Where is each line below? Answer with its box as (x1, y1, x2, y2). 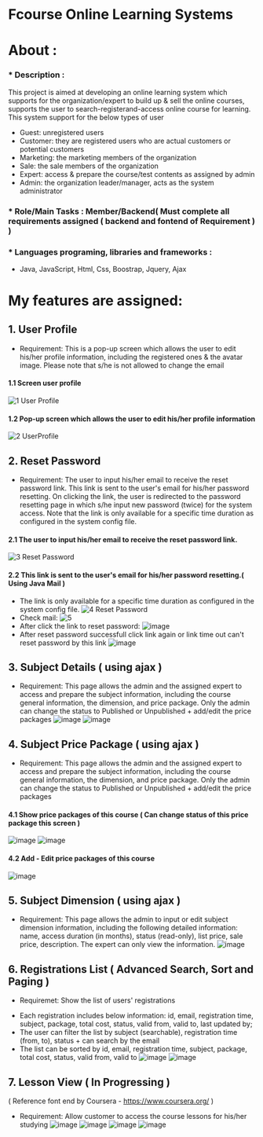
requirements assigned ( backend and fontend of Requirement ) (8, 215, 256, 226)
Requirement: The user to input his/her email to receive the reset (19, 475, 228, 485)
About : (8, 42, 57, 60)
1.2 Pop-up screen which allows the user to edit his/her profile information (8, 414, 256, 424)
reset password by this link (19, 638, 107, 647)
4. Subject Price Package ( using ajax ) (8, 737, 199, 751)
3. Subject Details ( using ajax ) (8, 660, 163, 673)
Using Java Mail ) (8, 578, 65, 588)
